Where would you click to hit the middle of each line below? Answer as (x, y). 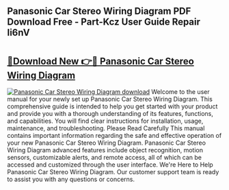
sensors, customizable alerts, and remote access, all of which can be (104, 157)
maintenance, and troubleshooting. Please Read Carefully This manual (106, 128)
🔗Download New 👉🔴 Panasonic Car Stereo (101, 61)
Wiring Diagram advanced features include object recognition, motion (105, 150)
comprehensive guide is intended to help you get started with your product (112, 106)
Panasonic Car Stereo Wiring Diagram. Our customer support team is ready (113, 172)
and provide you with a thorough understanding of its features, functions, (110, 114)
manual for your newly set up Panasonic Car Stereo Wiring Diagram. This (110, 99)
